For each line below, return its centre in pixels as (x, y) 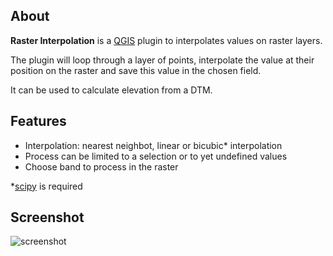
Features (38, 121)
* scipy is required (46, 186)
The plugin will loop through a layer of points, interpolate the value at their (162, 60)
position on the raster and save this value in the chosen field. (136, 70)
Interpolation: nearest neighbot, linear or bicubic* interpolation (153, 145)
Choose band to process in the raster (101, 166)
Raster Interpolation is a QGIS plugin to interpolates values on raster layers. (166, 40)
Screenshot (47, 217)
